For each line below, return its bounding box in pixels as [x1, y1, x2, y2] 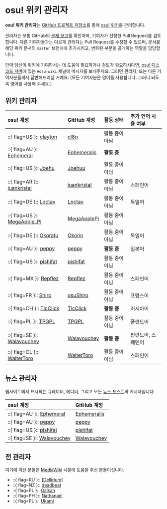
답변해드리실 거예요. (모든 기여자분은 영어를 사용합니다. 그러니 [30, 74, 150, 80]
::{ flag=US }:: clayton [7, 133, 57, 140]
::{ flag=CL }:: [7, 348, 38, 355]
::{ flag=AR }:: [7, 178, 39, 185]
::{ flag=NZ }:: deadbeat [12, 482, 61, 488]
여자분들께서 [5, 74, 30, 80]
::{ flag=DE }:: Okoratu [7, 232, 59, 239]
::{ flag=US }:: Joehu [7, 164, 55, 171]
